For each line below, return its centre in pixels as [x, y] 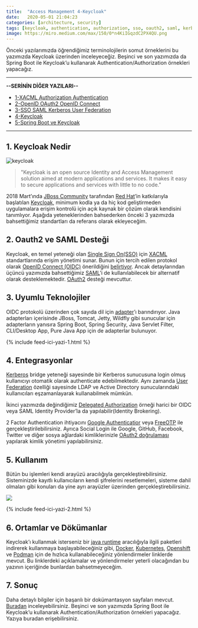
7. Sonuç [22, 585]
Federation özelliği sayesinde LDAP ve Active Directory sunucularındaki [93, 387]
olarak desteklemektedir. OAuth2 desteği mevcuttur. [69, 279]
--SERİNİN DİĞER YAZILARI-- [42, 86]
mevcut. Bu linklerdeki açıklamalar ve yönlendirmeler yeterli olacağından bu [98, 560]
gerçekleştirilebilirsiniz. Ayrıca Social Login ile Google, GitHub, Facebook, [95, 429]
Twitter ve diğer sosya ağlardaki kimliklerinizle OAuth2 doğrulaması [88, 435]
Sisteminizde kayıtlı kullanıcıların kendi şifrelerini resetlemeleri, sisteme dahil [98, 481]
